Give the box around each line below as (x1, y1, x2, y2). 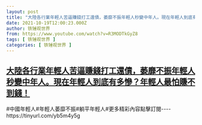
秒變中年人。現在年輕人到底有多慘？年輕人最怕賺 (6, 77, 188, 87)
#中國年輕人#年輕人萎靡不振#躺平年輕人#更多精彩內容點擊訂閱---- (6, 105, 171, 112)
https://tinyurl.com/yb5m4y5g (6, 112, 81, 119)
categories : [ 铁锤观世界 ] (6, 42, 72, 48)
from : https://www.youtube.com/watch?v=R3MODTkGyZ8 (6, 31, 138, 37)
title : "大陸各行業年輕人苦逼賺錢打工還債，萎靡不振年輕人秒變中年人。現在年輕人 (6, 14, 184, 20)
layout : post (6, 8, 39, 15)
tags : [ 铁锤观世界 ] (6, 36, 56, 42)
